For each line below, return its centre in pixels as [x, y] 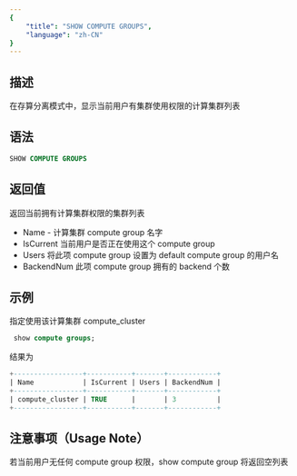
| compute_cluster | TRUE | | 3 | [115, 399]
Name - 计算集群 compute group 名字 [93, 232]
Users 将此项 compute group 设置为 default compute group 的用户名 [150, 254]
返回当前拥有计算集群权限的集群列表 [77, 213]
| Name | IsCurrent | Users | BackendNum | [115, 382]
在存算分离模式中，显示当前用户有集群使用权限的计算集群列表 [125, 106]
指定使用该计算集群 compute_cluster [78, 321]
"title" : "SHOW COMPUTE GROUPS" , [89, 26]
